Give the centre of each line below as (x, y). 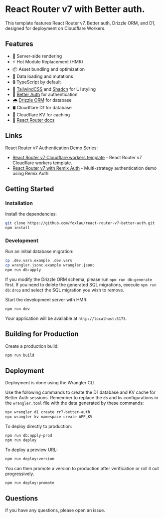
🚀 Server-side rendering (37, 56)
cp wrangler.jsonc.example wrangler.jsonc (50, 265)
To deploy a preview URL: (32, 450)
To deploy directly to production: (39, 426)
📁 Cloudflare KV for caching (41, 115)
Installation (19, 203)
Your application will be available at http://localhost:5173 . (66, 318)
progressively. (20, 474)
